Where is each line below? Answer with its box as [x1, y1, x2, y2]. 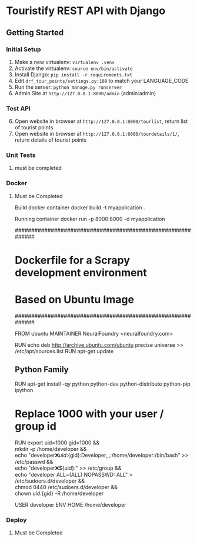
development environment [14, 266, 147, 279]
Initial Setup [6, 45, 41, 53]
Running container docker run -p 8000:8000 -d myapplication [14, 215, 165, 222]
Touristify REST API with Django [6, 4, 166, 18]
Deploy [6, 516, 27, 524]
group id [14, 419, 57, 433]
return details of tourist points [14, 136, 87, 143]
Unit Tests [6, 151, 36, 159]
